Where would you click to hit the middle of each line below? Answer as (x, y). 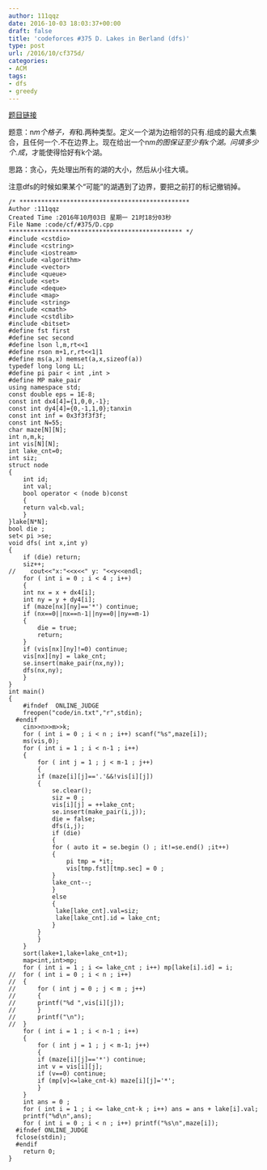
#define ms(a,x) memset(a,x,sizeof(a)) (76, 359)
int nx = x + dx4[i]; (59, 593)
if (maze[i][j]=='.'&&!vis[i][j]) (95, 777)
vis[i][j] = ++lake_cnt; (93, 805)
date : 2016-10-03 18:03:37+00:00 (65, 23)
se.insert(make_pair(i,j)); (99, 812)
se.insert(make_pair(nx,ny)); (74, 664)
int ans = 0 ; (47, 1102)
